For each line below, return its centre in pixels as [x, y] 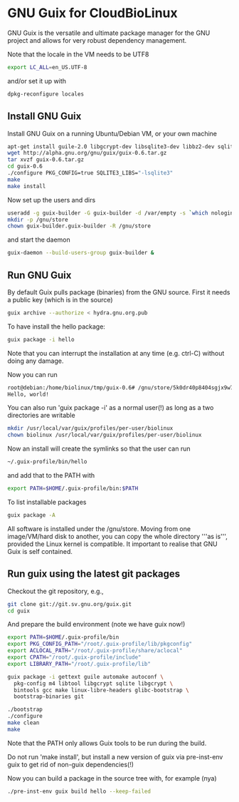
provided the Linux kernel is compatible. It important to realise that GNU [113, 544]
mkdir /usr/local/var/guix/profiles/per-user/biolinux [90, 428]
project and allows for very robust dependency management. [97, 40]
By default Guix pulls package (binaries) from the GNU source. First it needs [119, 292]
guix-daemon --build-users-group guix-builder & [81, 253]
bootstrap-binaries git [49, 696]
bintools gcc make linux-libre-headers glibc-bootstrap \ [102, 690]
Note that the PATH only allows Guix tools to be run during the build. [107, 743]
